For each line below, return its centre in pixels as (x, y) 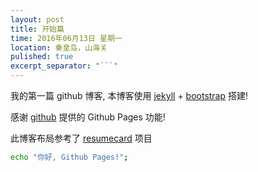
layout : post (37, 19)
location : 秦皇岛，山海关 (59, 47)
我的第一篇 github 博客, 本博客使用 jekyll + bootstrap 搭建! (129, 95)
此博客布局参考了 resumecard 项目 (81, 138)
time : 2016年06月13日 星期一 (66, 38)
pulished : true (42, 57)
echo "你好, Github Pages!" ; (69, 157)
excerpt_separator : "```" (64, 66)
